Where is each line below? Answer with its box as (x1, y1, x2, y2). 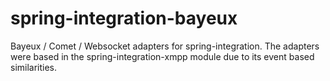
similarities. (10, 61, 58, 73)
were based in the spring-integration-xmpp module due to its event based (10, 50, 315, 62)
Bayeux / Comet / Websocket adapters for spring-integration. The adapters (10, 40, 320, 52)
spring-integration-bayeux (10, 7, 238, 30)
